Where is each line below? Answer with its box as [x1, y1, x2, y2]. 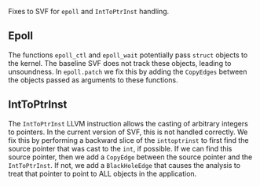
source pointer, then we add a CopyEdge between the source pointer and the [8, 152, 253, 162]
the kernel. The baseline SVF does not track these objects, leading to [8, 58, 232, 67]
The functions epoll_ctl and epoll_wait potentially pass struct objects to [8, 50, 248, 60]
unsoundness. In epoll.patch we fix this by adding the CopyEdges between [8, 67, 247, 76]
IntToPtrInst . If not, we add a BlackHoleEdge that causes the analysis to [8, 160, 241, 170]
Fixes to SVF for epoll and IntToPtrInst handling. [8, 7, 170, 16]
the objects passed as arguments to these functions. [8, 75, 178, 85]
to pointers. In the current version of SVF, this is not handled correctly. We [8, 127, 248, 137]
